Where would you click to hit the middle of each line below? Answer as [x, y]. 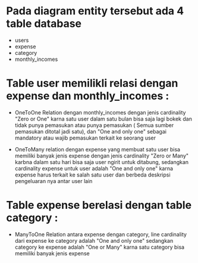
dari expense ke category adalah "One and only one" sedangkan [94, 240]
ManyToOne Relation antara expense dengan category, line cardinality [101, 234]
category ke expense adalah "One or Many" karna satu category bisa [100, 247]
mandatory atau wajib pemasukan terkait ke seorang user [85, 138]
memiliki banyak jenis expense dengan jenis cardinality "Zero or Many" [102, 156]
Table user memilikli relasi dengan [92, 83]
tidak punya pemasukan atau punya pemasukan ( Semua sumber [94, 125]
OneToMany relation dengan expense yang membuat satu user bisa [97, 149]
